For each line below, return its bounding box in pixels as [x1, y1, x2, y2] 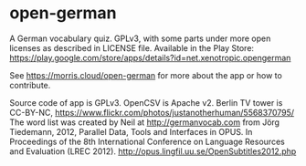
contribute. [9, 79, 51, 90]
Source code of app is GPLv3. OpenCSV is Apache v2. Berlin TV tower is [9, 97, 283, 108]
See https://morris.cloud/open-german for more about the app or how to [9, 69, 283, 80]
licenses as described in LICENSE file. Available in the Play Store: [9, 42, 254, 53]
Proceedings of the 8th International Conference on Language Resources [9, 136, 285, 147]
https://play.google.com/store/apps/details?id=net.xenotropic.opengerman [9, 52, 291, 63]
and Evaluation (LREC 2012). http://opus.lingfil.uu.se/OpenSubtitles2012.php [9, 145, 297, 157]
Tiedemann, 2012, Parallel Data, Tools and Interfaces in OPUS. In [9, 126, 253, 137]
